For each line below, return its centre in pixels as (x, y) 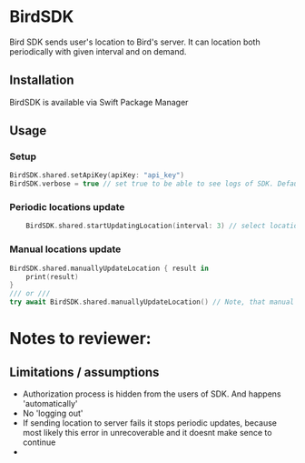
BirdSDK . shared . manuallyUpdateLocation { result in (109, 268)
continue (39, 442)
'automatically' (50, 404)
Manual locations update (65, 249)
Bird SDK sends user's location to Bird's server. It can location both (135, 42)
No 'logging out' (53, 413)
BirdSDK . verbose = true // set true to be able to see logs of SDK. (142, 184)
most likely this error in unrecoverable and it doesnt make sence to (147, 433)
